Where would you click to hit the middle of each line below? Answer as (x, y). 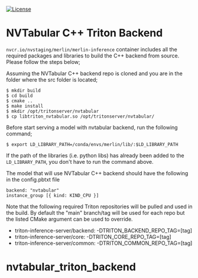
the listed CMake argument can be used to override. (69, 219)
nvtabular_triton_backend (71, 267)
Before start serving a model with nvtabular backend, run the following (92, 127)
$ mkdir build (24, 90)
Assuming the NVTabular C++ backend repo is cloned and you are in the (95, 73)
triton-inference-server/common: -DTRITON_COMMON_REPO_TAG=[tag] (103, 243)
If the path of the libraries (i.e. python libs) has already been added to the (95, 155)
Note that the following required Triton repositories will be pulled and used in (99, 206)
